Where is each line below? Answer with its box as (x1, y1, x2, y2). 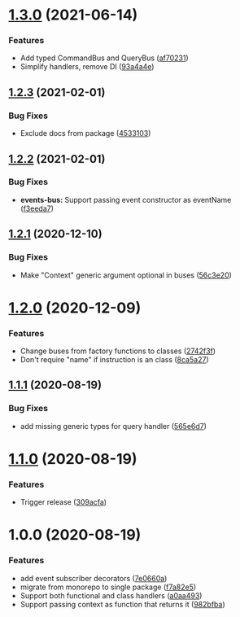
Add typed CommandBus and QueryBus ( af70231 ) (20, 53, 189, 63)
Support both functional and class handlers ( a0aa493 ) (20, 590, 203, 600)
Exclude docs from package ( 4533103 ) (20, 129, 151, 138)
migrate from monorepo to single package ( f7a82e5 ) (20, 582, 197, 592)
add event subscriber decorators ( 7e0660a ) (20, 573, 168, 583)
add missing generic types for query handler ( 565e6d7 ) (20, 421, 207, 431)
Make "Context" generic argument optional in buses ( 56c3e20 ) (20, 270, 232, 280)
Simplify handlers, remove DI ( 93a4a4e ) (20, 62, 155, 72)
